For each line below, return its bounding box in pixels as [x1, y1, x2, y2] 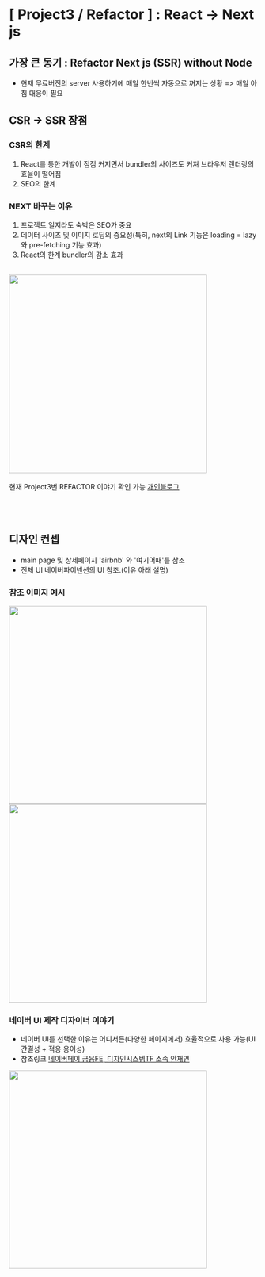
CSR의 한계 [9, 140, 51, 151]
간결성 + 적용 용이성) [20, 1045, 85, 1054]
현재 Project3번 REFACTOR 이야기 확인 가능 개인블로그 [9, 481, 180, 491]
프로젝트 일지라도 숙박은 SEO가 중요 [20, 220, 132, 229]
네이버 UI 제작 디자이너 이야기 [9, 1015, 115, 1026]
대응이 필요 [28, 89, 63, 98]
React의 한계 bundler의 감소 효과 [20, 250, 123, 259]
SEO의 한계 [20, 178, 56, 188]
